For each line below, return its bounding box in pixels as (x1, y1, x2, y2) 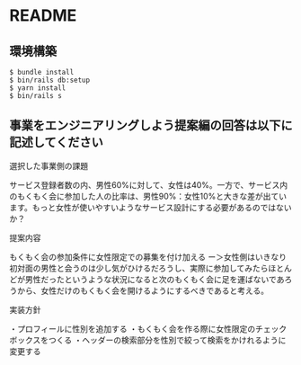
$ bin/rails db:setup (9, 76, 91, 85)
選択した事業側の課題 (9, 160, 88, 171)
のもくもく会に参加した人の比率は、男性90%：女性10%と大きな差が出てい (9, 191, 288, 201)
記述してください (9, 135, 103, 150)
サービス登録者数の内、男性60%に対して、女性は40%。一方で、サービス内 (9, 179, 288, 190)
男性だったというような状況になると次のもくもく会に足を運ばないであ (24, 273, 285, 284)
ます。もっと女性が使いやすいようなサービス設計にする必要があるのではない (9, 201, 292, 212)
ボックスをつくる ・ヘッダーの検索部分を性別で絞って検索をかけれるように (9, 334, 287, 345)
